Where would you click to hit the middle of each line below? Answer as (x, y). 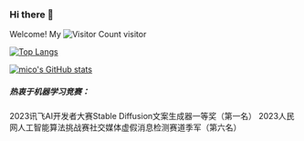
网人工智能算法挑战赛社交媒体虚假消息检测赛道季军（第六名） (126, 127)
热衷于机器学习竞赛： (49, 91)
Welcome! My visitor (78, 35)
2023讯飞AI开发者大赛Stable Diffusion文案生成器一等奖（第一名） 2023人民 (152, 116)
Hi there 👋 (32, 15)
